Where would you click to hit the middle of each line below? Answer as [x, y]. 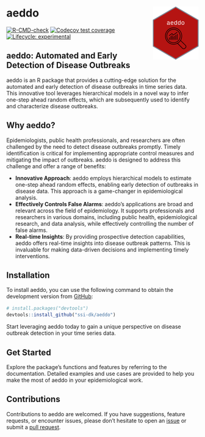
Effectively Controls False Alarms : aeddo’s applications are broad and [104, 204]
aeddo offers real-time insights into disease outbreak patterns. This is [103, 243]
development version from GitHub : [50, 296]
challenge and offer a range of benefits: [56, 166]
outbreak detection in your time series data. [61, 333]
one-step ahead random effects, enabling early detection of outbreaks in [106, 184]
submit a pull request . [34, 427]
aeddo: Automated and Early [62, 56]
